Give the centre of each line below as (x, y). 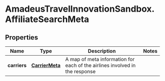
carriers (17, 65)
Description (102, 51)
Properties (22, 37)
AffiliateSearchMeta (47, 19)
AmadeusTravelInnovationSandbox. (80, 9)
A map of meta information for (100, 59)
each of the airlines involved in (101, 65)
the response (81, 71)
